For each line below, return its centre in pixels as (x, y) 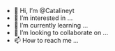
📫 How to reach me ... (46, 40)
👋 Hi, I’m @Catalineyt (44, 11)
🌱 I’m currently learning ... (51, 25)
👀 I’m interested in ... (43, 18)
